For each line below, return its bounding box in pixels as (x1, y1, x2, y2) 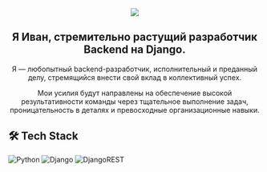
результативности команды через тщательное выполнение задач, (21, 96, 249, 106)
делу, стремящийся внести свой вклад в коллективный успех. (27, 72, 242, 82)
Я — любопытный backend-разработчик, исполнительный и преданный (11, 64, 258, 74)
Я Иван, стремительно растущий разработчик (11, 30, 258, 44)
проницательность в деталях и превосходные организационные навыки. (9, 105, 261, 114)
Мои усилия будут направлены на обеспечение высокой (37, 88, 233, 98)
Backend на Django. (83, 43, 186, 57)
